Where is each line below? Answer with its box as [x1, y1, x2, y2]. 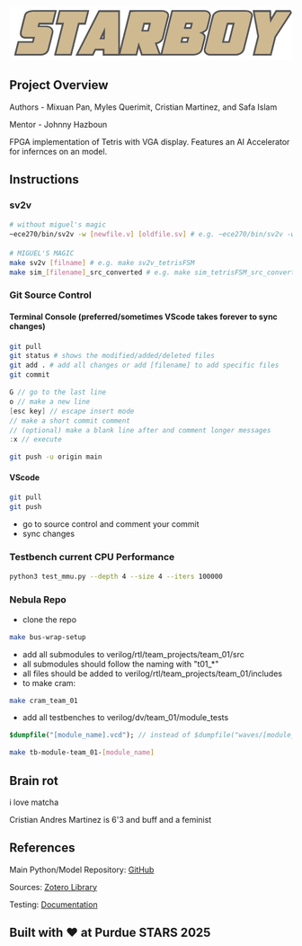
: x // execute [9, 435, 63, 444]
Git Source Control [9, 289, 93, 301]
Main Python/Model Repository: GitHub [9, 864, 155, 875]
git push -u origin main [9, 452, 102, 461]
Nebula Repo [9, 593, 67, 606]
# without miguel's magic [9, 220, 106, 229]
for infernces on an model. [9, 146, 108, 156]
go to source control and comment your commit [22, 519, 200, 530]
